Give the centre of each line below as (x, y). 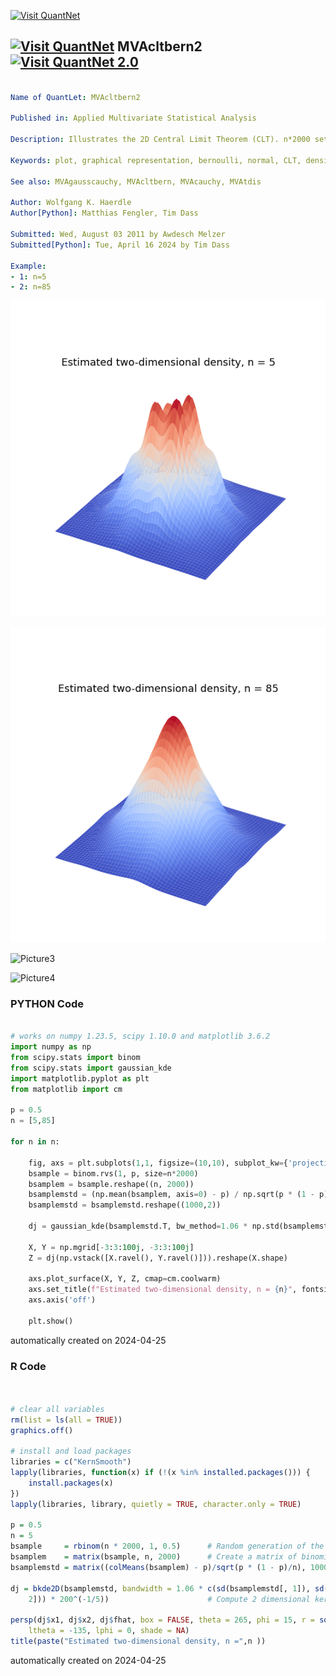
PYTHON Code (47, 1004)
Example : (28, 266)
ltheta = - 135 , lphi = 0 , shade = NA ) (109, 1631)
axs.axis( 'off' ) (62, 1300)
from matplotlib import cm (66, 1089)
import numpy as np (51, 1047)
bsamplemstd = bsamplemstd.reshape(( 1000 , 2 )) (125, 1205)
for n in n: (35, 1142)
